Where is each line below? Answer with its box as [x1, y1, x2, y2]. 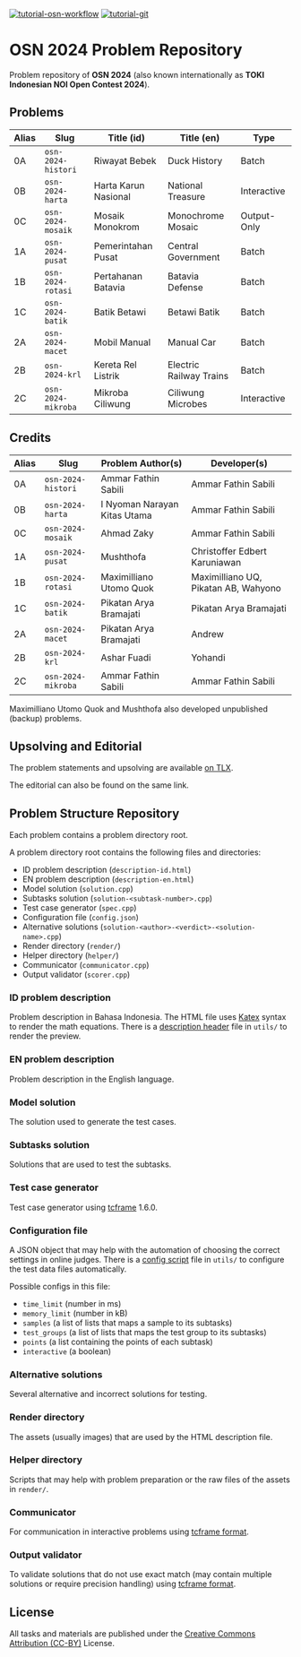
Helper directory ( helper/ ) [21, 950, 119, 961]
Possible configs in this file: [9, 1281, 110, 1291]
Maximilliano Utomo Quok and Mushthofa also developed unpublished [9, 703, 269, 714]
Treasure [167, 190, 206, 203]
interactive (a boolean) [21, 1345, 112, 1357]
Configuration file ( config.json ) [21, 912, 139, 923]
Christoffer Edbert [191, 545, 267, 557]
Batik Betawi [93, 306, 146, 318]
